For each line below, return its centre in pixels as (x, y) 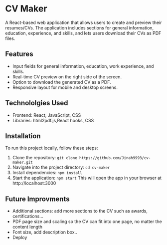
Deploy (20, 238)
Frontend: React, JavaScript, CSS (47, 115)
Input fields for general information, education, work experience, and (83, 66)
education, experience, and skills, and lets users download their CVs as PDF (83, 33)
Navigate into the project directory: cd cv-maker (61, 167)
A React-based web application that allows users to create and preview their (83, 22)
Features (19, 54)
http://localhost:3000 (34, 183)
